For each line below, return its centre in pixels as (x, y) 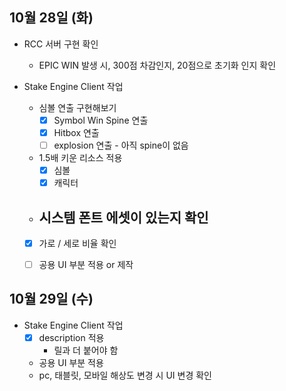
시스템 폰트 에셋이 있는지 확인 (123, 217)
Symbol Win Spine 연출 (101, 120)
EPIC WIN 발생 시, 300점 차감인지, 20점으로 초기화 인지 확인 (157, 65)
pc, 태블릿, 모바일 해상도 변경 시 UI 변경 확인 (125, 375)
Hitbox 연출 (76, 132)
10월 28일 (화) (51, 18)
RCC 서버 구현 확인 (61, 44)
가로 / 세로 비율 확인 (77, 243)
